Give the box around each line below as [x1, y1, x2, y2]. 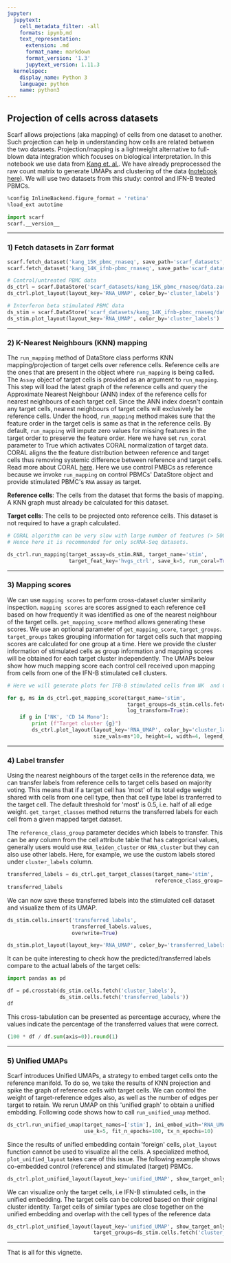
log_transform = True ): [126, 707, 189, 714]
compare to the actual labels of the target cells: [7, 962, 141, 970]
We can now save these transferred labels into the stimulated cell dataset [7, 896, 215, 904]
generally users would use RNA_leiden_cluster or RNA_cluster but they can [7, 843, 219, 851]
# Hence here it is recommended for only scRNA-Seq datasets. [7, 538, 189, 545]
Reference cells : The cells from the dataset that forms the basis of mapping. [7, 491, 224, 499]
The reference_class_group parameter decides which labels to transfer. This [7, 828, 223, 837]
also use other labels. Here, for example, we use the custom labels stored [7, 850, 215, 859]
